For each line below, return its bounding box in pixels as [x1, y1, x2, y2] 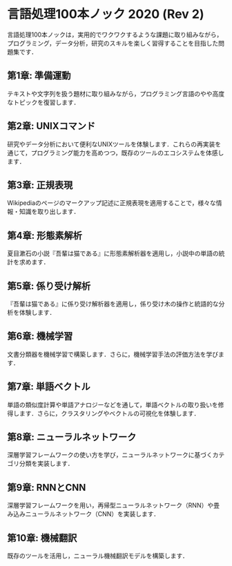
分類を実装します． [19, 460, 74, 468]
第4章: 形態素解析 [7, 229, 83, 242]
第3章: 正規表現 [7, 179, 73, 191]
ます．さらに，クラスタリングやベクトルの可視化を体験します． [19, 409, 200, 418]
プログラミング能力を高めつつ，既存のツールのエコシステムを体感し [30, 148, 224, 157]
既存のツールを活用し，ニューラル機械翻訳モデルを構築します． [7, 552, 188, 560]
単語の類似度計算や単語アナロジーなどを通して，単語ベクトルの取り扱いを [7, 400, 219, 409]
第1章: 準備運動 [7, 70, 71, 81]
